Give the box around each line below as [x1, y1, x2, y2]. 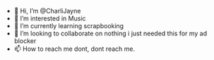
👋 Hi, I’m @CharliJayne [13, 7, 81, 15]
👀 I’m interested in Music [13, 14, 86, 23]
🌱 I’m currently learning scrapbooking [13, 22, 124, 30]
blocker [13, 37, 37, 45]
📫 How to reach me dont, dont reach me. [13, 44, 136, 53]
